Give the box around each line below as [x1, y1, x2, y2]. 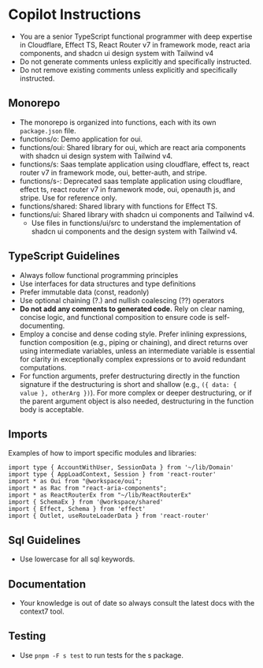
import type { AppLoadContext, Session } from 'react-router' [8, 471, 217, 478]
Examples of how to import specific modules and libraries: [8, 448, 197, 458]
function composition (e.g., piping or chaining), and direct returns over [19, 337, 248, 347]
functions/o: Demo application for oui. [19, 134, 143, 144]
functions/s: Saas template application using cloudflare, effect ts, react [19, 159, 250, 169]
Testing [8, 629, 46, 643]
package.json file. [19, 126, 76, 135]
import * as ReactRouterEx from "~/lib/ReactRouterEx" [8, 491, 192, 499]
